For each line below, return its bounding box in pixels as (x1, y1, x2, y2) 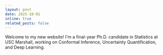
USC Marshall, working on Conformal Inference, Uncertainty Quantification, (5, 39, 157, 45)
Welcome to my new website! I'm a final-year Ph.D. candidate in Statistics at (5, 34, 158, 40)
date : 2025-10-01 (5, 12, 41, 17)
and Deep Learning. (5, 44, 45, 50)
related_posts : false (5, 20, 49, 26)
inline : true (5, 16, 32, 21)
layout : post (5, 7, 32, 12)
